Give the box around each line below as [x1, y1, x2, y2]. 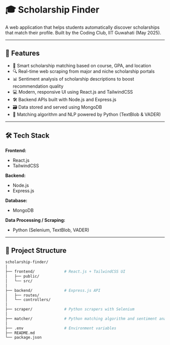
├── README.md [5, 330, 35, 335]
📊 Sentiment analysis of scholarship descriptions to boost [12, 75, 135, 82]
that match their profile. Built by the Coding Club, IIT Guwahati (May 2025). [5, 29, 161, 35]
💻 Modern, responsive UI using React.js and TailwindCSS [12, 89, 133, 95]
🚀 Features [5, 49, 40, 58]
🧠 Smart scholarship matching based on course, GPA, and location [12, 62, 151, 68]
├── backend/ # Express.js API [5, 288, 101, 293]
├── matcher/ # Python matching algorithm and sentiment [5, 316, 157, 321]
